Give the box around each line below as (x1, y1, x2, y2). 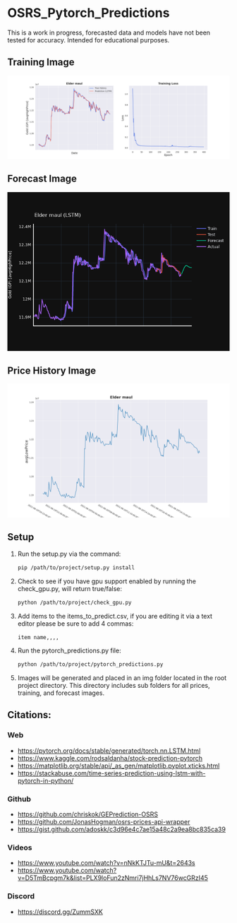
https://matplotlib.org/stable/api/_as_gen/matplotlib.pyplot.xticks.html (17, 761, 220, 770)
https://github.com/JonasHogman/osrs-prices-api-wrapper (17, 818, 190, 826)
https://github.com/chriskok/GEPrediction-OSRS (17, 810, 159, 818)
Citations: (7, 709, 51, 721)
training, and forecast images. (17, 689, 104, 697)
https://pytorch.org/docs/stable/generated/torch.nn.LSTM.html (17, 746, 201, 755)
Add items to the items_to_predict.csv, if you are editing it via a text (17, 612, 213, 621)
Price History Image (7, 364, 97, 376)
